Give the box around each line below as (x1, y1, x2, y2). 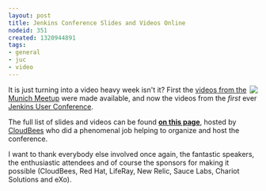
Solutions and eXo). (8, 174, 72, 184)
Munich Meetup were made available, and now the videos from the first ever (8, 93, 257, 103)
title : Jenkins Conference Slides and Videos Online (8, 19, 186, 27)
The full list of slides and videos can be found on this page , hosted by (8, 117, 237, 127)
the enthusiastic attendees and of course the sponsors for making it (8, 158, 230, 167)
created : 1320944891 (8, 33, 77, 42)
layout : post (8, 11, 51, 20)
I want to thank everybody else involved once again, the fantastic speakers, (8, 149, 255, 159)
